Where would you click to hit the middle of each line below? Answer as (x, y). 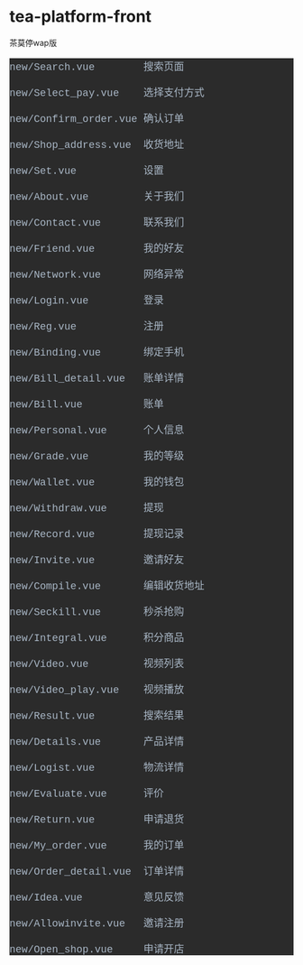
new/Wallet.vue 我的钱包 (97, 482)
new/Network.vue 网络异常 (97, 274)
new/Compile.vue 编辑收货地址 (107, 586)
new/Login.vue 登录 (87, 301)
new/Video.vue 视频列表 (97, 663)
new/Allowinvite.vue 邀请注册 (97, 923)
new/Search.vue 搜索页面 (97, 67)
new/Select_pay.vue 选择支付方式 (107, 93)
